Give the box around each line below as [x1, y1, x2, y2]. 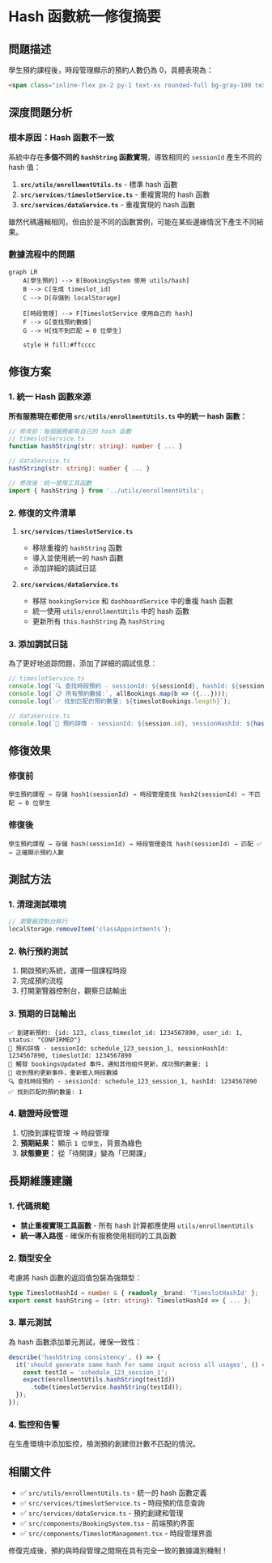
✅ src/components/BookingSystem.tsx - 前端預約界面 [19, 1518, 195, 1528]
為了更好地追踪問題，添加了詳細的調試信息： [8, 658, 158, 668]
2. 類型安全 [8, 1253, 52, 1264]
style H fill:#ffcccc [23, 341, 96, 349]
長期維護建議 [8, 1174, 73, 1188]
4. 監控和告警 [8, 1419, 61, 1430]
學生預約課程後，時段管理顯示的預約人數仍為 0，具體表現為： [8, 66, 214, 75]
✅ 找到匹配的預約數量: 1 [8, 1088, 83, 1096]
